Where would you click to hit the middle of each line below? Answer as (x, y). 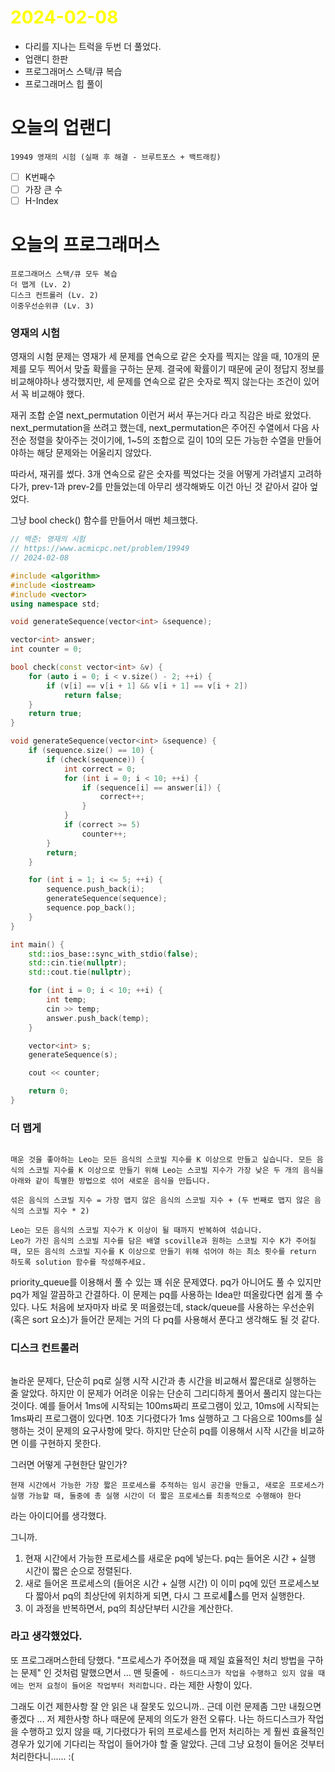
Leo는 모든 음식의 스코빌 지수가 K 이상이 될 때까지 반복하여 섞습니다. (136, 1231)
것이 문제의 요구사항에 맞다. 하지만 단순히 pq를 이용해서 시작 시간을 (167, 1430)
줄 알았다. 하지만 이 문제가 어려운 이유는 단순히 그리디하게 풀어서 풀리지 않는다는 (166, 1393)
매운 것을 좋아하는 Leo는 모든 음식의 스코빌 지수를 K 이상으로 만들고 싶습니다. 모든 (161, 1160)
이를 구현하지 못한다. (61, 1443)
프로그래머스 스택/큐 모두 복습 (64, 274)
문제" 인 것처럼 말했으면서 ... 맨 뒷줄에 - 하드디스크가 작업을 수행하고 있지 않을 (167, 1672)
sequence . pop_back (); (91, 908)
